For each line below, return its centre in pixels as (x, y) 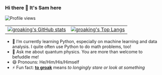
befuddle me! (25, 57)
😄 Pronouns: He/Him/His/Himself (46, 62)
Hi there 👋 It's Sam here (33, 8)
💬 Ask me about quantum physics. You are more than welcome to (77, 52)
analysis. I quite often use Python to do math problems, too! (72, 47)
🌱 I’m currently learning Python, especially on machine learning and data (85, 42)
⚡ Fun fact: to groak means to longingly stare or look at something (78, 68)
